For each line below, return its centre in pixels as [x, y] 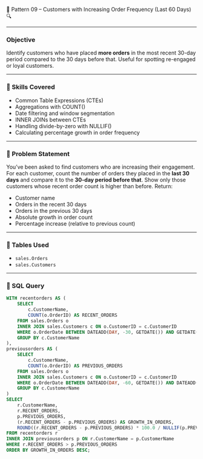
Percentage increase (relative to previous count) [75, 223]
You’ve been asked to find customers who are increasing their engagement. [101, 167]
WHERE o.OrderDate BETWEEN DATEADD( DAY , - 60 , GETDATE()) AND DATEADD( [108, 383]
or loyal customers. [30, 66]
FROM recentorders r [32, 433]
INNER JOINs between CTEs [50, 119]
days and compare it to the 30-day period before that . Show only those [96, 180]
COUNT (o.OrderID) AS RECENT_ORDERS [73, 315]
